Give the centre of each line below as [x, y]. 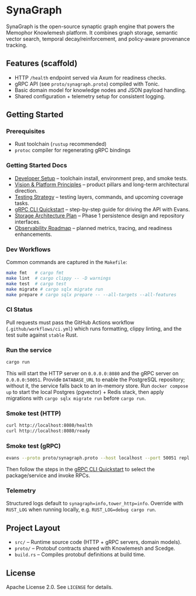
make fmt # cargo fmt [35, 273]
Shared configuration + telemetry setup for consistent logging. [90, 96]
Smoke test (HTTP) [34, 413]
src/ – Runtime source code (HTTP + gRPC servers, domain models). [98, 542]
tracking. [17, 45]
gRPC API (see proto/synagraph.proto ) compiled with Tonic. [87, 84]
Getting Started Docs [37, 166]
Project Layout [33, 528]
